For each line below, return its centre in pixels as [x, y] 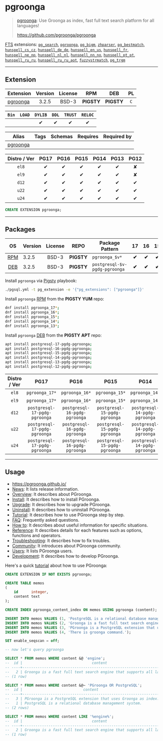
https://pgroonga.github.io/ [39, 484]
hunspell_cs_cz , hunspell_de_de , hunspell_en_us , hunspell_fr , [67, 49]
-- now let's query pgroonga [34, 650]
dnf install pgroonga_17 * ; [32, 308]
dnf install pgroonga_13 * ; [32, 326]
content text [27, 597]
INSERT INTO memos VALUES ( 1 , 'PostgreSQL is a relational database [76, 618]
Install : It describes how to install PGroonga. [56, 499]
